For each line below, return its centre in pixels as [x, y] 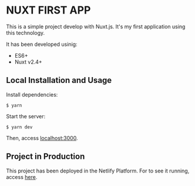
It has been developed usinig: [42, 44]
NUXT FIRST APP [48, 10]
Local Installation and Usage [59, 80]
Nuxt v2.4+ [28, 62]
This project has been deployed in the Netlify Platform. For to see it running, [98, 171]
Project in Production [46, 157]
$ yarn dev [19, 127]
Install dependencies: [32, 94]
